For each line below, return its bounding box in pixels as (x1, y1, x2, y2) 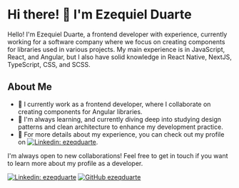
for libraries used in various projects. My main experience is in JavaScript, (7, 45, 225, 53)
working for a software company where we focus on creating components (7, 37, 225, 46)
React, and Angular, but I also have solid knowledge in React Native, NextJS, (7, 53, 232, 61)
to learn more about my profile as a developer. (7, 159, 143, 167)
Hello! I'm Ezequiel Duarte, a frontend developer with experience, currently (7, 30, 228, 38)
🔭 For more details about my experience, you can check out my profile (17, 130, 225, 138)
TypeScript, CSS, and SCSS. (7, 60, 91, 68)
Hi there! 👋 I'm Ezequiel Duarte (7, 6, 192, 23)
